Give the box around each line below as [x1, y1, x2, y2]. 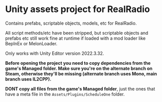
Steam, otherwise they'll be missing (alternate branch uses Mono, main [5, 70, 157, 76]
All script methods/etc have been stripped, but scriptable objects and [5, 30, 148, 36]
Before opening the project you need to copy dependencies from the [5, 60, 151, 66]
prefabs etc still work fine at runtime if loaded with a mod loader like [5, 35, 146, 41]
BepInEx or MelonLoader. [5, 40, 58, 46]
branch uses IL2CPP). [5, 76, 52, 82]
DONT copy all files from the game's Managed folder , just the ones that [5, 85, 155, 91]
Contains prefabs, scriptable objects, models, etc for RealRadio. [5, 20, 137, 26]
